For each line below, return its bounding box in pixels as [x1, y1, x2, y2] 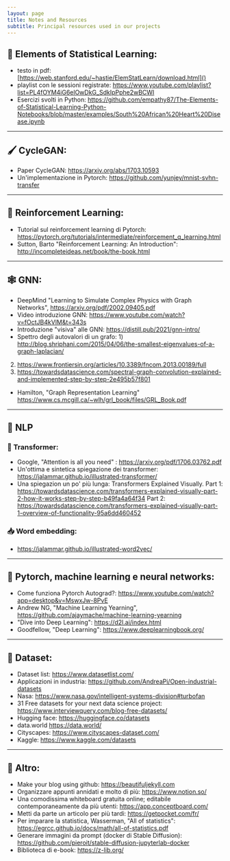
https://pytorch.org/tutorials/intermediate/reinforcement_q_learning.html [16, 233, 221, 241]
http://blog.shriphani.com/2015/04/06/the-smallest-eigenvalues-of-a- [16, 340, 216, 348]
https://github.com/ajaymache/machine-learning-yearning [16, 611, 182, 620]
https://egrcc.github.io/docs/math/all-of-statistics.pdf [16, 824, 169, 832]
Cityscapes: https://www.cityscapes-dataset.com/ [16, 729, 159, 737]
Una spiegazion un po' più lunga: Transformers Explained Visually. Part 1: [16, 480, 224, 488]
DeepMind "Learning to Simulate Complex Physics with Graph [16, 296, 192, 304]
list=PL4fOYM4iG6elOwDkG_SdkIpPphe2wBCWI [16, 89, 155, 97]
